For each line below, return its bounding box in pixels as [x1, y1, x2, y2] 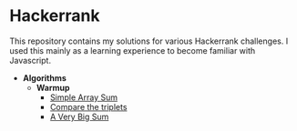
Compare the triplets [49, 101, 128, 112]
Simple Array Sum [49, 92, 118, 103]
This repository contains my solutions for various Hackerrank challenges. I [9, 35, 289, 46]
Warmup [36, 82, 70, 93]
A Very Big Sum [49, 111, 109, 122]
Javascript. [9, 55, 52, 65]
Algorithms [22, 72, 67, 83]
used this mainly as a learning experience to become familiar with [9, 45, 256, 55]
